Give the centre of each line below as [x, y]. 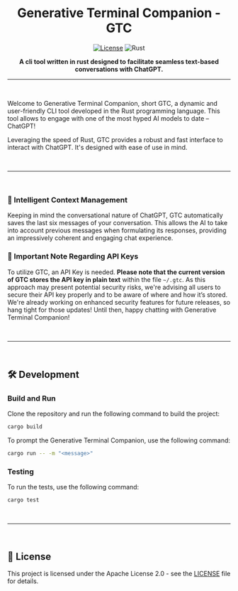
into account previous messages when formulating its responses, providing [117, 231]
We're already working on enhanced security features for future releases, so [119, 302]
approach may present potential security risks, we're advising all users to [114, 287]
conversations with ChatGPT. [119, 69]
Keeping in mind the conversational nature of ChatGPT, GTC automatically [115, 215]
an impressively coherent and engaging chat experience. [90, 238]
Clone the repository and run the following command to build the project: [114, 414]
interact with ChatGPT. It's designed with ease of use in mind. [97, 147]
